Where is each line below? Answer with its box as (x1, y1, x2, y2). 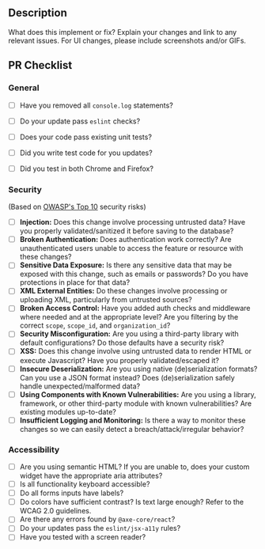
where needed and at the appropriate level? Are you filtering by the (19, 312, 239, 322)
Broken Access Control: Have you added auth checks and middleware (19, 304, 251, 313)
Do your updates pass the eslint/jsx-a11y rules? (19, 524, 181, 533)
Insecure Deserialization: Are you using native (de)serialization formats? (19, 364, 258, 373)
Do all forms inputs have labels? (19, 488, 124, 498)
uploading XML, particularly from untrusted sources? (19, 295, 192, 305)
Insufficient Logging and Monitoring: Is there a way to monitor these (19, 415, 246, 425)
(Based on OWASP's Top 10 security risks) (8, 202, 146, 212)
